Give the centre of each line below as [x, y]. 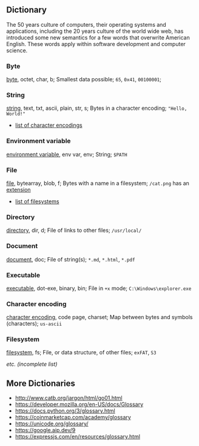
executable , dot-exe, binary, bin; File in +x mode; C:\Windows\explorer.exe [99, 288]
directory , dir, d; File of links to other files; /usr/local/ [74, 231]
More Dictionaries [41, 383]
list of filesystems [37, 201]
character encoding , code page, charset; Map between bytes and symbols [99, 317]
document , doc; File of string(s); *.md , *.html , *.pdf [71, 259]
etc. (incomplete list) [32, 364]
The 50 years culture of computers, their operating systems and [86, 24]
